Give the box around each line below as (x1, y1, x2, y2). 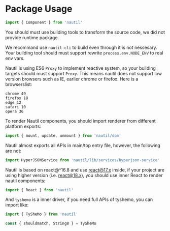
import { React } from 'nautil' (5, 187, 74, 192)
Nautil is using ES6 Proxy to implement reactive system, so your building (5, 65, 156, 71)
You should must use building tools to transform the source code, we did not (5, 29, 165, 35)
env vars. (5, 55, 25, 61)
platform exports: (5, 123, 42, 129)
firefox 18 (5, 95, 28, 101)
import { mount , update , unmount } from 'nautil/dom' (5, 133, 122, 138)
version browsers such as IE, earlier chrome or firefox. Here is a (5, 76, 139, 82)
